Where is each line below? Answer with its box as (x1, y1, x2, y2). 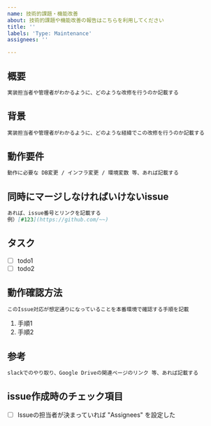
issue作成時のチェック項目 (7, 390, 124, 403)
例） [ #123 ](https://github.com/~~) (7, 216, 109, 223)
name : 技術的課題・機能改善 (7, 10, 78, 18)
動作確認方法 (7, 287, 63, 298)
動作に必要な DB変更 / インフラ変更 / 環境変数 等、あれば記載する (7, 170, 180, 177)
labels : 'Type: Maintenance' (7, 29, 92, 37)
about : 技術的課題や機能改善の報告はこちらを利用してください (7, 17, 164, 24)
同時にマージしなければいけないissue (7, 191, 169, 202)
